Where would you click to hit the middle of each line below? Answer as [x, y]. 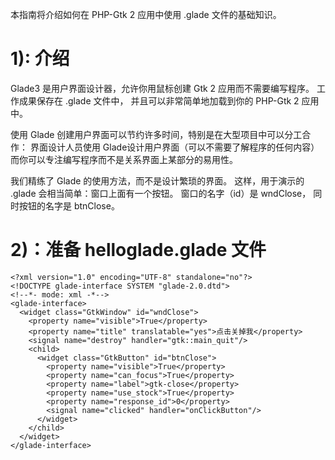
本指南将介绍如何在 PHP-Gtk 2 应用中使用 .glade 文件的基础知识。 [146, 14]
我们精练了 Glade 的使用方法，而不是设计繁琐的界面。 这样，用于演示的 [157, 180]
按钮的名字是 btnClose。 [69, 205]
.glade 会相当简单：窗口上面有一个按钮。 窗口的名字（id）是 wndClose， [161, 193]
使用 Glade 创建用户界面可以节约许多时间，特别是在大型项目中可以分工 [156, 134]
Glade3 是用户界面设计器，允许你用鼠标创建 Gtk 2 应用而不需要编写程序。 [162, 88]
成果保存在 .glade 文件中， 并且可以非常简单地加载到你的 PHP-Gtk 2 [159, 100]
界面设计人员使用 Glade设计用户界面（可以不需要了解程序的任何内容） [174, 147]
